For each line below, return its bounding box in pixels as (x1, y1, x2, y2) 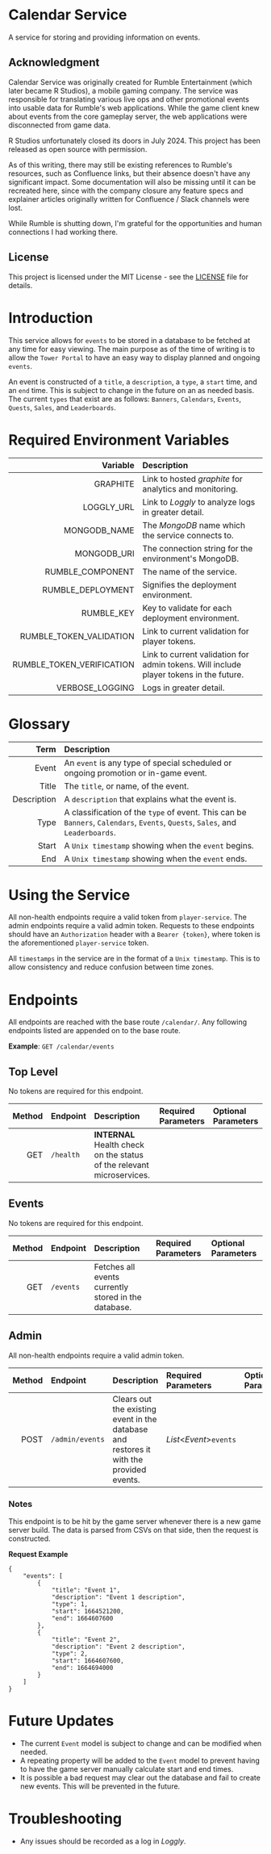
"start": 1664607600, (51, 1656, 125, 1664)
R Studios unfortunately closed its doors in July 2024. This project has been (8, 136, 261, 145)
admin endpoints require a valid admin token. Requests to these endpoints (8, 921, 255, 931)
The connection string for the (142, 543, 253, 555)
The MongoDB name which (142, 520, 246, 531)
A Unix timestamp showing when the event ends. (64, 853, 248, 864)
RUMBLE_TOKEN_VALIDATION (19, 631, 135, 642)
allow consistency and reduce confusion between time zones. (8, 962, 215, 972)
